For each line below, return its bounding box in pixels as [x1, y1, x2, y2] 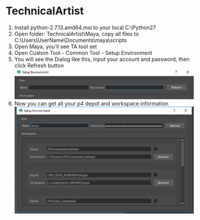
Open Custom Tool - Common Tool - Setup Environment [14, 49, 153, 56]
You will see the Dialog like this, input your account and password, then [14, 55, 190, 63]
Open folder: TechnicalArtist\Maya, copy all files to [14, 30, 139, 37]
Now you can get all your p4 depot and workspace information [14, 100, 168, 107]
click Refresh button [14, 61, 64, 69]
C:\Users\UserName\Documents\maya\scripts [14, 36, 127, 44]
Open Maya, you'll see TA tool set [14, 43, 97, 50]
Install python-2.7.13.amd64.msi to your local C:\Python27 [14, 24, 156, 31]
